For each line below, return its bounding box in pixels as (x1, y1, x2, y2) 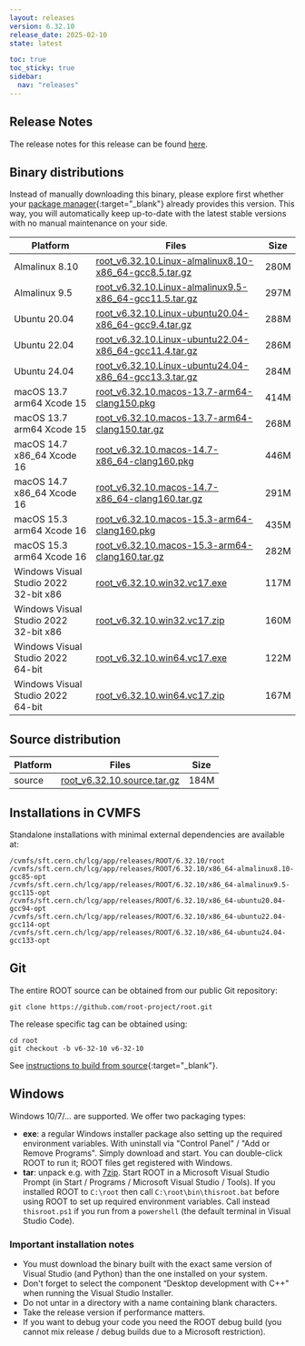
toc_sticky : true (9, 64, 75, 73)
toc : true (9, 56, 47, 65)
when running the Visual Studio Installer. (22, 1287, 174, 1298)
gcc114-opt (9, 920, 51, 929)
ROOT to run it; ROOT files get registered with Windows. (22, 1157, 233, 1168)
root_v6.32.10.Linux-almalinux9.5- (95, 281, 248, 294)
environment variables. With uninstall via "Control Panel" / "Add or (22, 1138, 271, 1149)
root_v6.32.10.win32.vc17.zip (95, 614, 225, 627)
